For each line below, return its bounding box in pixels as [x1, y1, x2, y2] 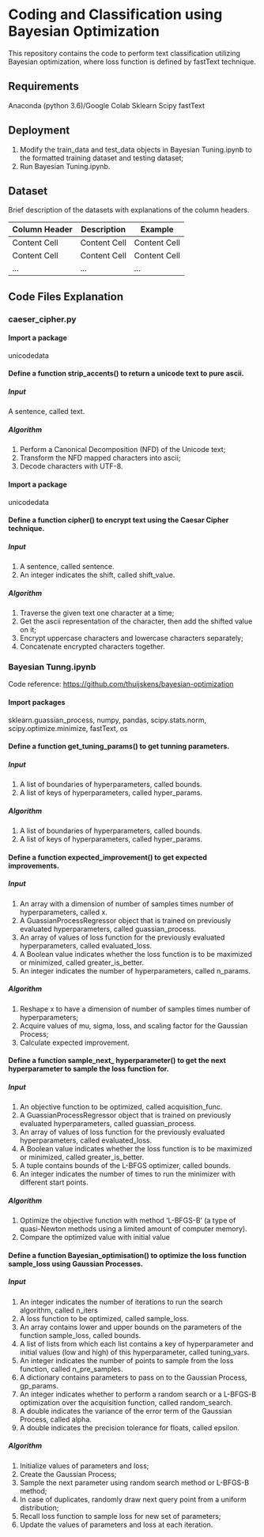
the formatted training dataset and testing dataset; [19, 153, 184, 163]
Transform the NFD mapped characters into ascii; [19, 453, 181, 463]
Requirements [8, 80, 79, 93]
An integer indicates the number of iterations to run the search [19, 1297, 224, 1306]
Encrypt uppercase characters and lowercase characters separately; [19, 634, 243, 643]
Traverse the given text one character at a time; [19, 608, 175, 618]
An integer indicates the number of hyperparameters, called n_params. [19, 966, 251, 975]
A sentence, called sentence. [19, 562, 115, 571]
